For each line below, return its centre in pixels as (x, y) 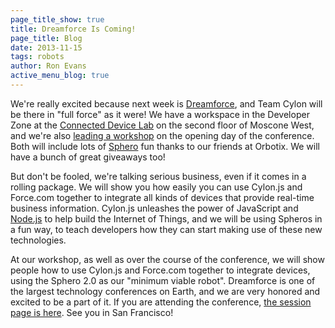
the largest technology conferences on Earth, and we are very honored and (165, 291)
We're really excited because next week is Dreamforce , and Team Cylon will (166, 103)
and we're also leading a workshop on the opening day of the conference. (162, 135)
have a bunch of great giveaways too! (88, 157)
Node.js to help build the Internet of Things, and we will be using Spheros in (166, 218)
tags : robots (37, 57)
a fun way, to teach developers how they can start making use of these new (166, 229)
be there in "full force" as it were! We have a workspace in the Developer (160, 114)
